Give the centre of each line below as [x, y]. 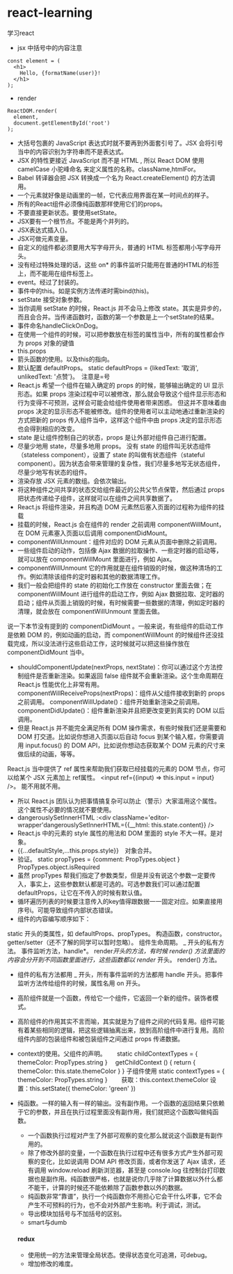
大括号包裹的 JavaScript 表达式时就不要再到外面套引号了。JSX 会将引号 [120, 143]
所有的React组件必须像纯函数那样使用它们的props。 [92, 204]
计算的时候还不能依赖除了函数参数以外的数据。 [119, 1187]
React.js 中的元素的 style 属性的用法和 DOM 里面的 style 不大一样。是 [117, 833]
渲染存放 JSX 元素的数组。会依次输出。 [74, 481]
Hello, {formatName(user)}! [60, 73]
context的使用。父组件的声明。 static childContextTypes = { [107, 1053]
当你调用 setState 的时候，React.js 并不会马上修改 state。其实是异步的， [121, 308]
